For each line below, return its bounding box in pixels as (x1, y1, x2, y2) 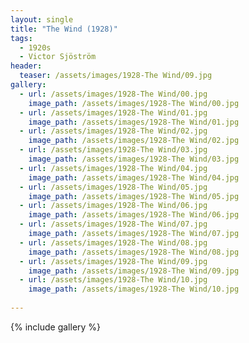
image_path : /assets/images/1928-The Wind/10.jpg (28, 284, 240, 295)
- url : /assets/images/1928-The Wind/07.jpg (19, 219, 208, 230)
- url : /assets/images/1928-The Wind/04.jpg (19, 163, 208, 173)
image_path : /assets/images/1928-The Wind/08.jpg (28, 247, 240, 257)
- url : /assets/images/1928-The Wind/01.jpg (19, 107, 208, 118)
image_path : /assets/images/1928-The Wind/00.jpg (28, 98, 240, 108)
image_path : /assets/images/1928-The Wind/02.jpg (28, 136, 240, 146)
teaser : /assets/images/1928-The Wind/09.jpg (19, 71, 213, 81)
